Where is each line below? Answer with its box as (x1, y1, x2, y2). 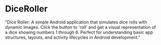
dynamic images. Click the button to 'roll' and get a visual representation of (5, 24, 156, 30)
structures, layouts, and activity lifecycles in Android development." (5, 34, 141, 40)
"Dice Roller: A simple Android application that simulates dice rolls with (5, 19, 147, 25)
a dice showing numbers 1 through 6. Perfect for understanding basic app (5, 29, 153, 35)
